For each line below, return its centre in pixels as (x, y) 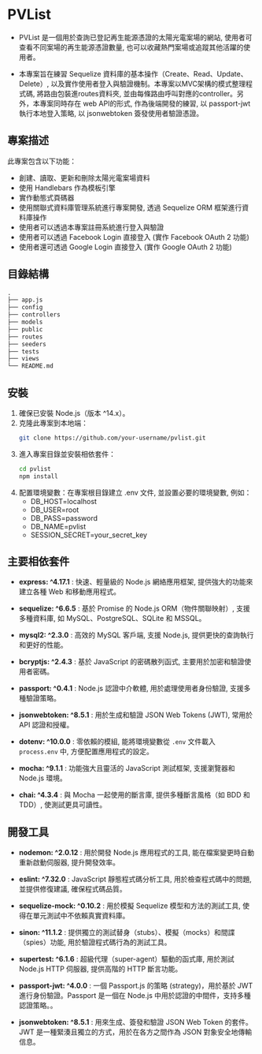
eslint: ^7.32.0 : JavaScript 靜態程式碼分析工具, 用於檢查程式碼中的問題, (135, 879)
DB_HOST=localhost (64, 501)
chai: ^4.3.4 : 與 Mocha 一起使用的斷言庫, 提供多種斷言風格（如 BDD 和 (135, 795)
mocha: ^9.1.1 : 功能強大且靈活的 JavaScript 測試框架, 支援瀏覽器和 (127, 768)
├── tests (24, 351)
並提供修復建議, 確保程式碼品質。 (72, 889)
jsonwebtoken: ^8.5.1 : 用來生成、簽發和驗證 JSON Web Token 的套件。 (135, 1022)
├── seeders (27, 344)
